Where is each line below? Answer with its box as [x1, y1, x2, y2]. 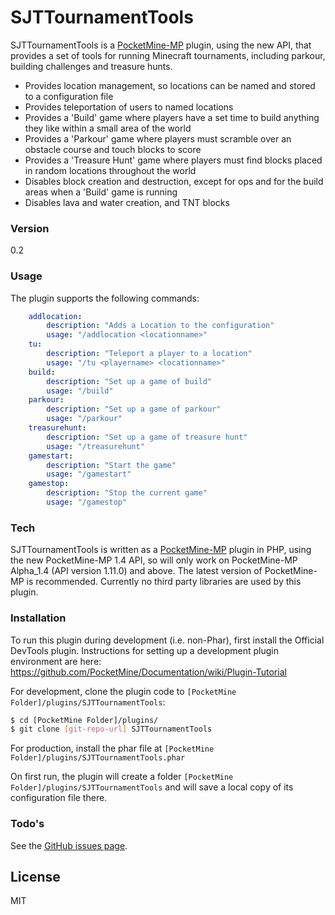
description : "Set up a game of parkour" [46, 404, 222, 415]
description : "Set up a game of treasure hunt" [46, 432, 248, 442]
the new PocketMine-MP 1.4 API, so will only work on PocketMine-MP [10, 554, 298, 566]
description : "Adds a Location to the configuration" [46, 321, 275, 331]
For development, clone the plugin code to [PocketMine [10, 685, 237, 697]
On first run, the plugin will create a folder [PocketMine [10, 771, 234, 783]
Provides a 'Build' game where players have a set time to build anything [24, 111, 320, 123]
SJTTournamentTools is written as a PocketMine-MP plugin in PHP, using [10, 544, 312, 556]
